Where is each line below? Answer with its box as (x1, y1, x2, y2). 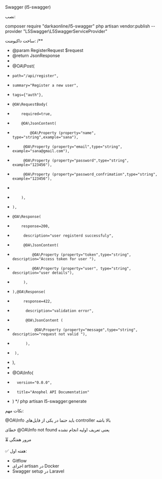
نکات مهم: (5, 408, 24, 414)
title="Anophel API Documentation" (17, 390, 90, 395)
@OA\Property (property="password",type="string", (23, 158, 129, 163)
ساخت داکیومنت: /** (5, 38, 43, 44)
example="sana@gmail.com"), (12, 149, 70, 154)
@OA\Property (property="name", (30, 131, 96, 135)
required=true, (21, 111, 53, 116)
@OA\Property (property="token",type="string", (32, 252, 132, 257)
